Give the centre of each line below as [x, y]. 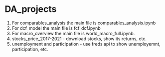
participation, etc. [30, 49]
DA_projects [31, 9]
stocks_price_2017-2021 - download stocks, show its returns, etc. [79, 39]
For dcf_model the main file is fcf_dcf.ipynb [56, 28]
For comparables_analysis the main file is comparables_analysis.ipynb [84, 23]
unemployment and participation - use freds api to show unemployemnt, [86, 44]
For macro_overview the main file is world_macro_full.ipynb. [73, 33]
